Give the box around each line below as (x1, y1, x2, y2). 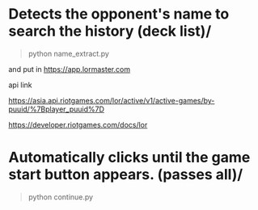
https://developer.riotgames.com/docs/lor (8, 120, 148, 129)
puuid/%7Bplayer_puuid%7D (8, 104, 105, 114)
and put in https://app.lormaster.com (8, 64, 131, 73)
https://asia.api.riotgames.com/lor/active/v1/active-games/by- (8, 95, 215, 105)
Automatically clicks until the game (8, 149, 251, 166)
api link (8, 80, 32, 90)
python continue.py (27, 191, 94, 202)
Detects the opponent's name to (8, 5, 230, 23)
